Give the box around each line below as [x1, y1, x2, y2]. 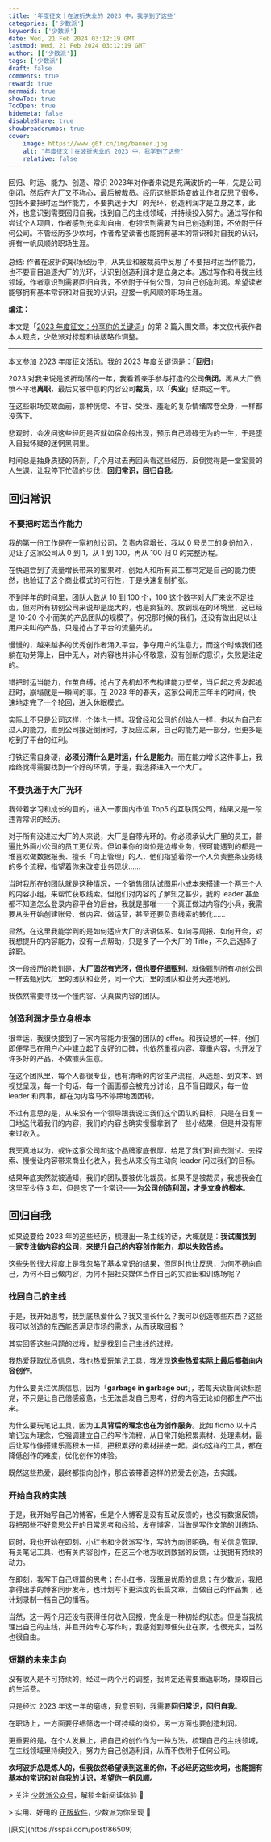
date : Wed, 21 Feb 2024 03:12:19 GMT [8, 34, 135, 43]
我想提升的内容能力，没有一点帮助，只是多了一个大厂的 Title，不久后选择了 [8, 937, 258, 946]
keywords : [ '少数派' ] [8, 27, 77, 35]
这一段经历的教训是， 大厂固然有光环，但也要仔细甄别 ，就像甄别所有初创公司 [8, 963, 263, 974]
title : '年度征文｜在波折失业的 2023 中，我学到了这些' [8, 11, 177, 20]
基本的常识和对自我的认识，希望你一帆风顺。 [8, 1773, 157, 1783]
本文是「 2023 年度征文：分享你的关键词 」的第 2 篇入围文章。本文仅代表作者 [8, 322, 262, 331]
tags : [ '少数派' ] [8, 57, 63, 65]
